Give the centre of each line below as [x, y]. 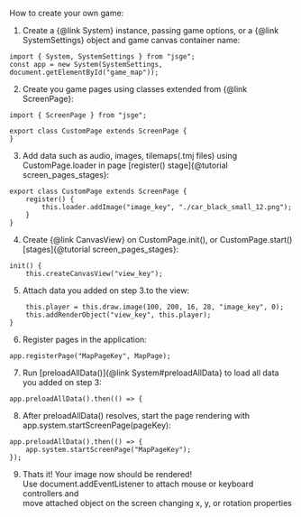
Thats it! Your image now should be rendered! [107, 474]
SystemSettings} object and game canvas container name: [131, 40]
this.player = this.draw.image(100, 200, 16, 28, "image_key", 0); [155, 307]
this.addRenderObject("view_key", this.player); [119, 315]
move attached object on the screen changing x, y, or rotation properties [157, 503]
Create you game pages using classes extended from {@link [135, 89]
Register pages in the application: [84, 339]
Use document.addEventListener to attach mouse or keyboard [138, 484]
